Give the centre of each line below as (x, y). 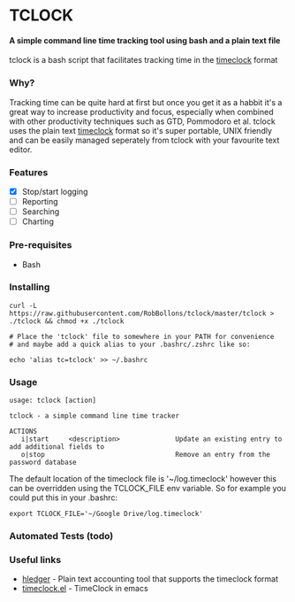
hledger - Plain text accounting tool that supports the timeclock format (150, 579)
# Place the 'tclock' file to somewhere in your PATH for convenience (142, 336)
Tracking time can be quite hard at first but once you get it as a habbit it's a (146, 102)
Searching (41, 212)
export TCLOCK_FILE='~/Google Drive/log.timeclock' (106, 514)
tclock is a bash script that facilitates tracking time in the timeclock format (144, 60)
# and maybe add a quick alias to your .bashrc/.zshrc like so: (130, 344)
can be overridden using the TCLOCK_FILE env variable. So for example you (148, 489)
